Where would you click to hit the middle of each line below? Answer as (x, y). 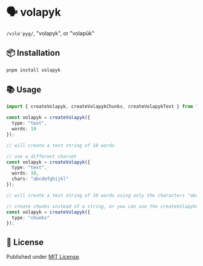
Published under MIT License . (43, 257)
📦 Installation (33, 53)
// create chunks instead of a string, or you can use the (82, 206)
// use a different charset (42, 156)
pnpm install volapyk (34, 70)
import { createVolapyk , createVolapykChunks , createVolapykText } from (100, 107)
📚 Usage (24, 90)
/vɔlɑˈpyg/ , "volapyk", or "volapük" (50, 33)
